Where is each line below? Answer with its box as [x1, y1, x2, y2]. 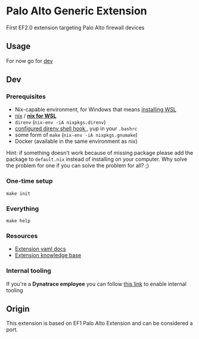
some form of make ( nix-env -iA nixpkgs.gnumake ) [14, 132, 138, 139]
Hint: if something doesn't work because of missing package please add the [6, 149, 194, 157]
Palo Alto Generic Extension [6, 4, 147, 18]
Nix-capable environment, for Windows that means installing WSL [14, 106, 177, 113]
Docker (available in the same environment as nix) [14, 138, 138, 145]
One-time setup [6, 177, 53, 185]
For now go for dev [6, 57, 53, 64]
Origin [6, 304, 30, 314]
